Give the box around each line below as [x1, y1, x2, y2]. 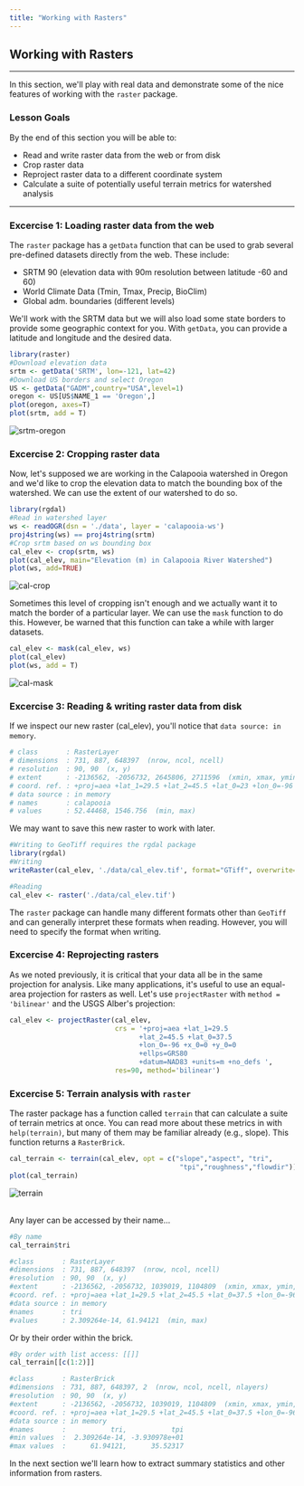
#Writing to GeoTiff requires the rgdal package [9, 841, 196, 850]
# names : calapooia [9, 798, 111, 807]
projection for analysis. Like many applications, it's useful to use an [9, 978, 260, 989]
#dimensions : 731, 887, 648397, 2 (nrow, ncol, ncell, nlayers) [9, 1383, 270, 1392]
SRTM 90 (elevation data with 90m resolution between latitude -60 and [22, 267, 288, 278]
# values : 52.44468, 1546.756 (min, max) [9, 806, 196, 815]
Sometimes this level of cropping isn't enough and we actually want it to [9, 598, 278, 609]
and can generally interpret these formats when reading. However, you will [9, 916, 288, 928]
